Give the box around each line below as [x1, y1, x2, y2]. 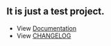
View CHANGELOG [16, 31, 71, 40]
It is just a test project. [6, 6, 105, 17]
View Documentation [16, 24, 77, 32]
